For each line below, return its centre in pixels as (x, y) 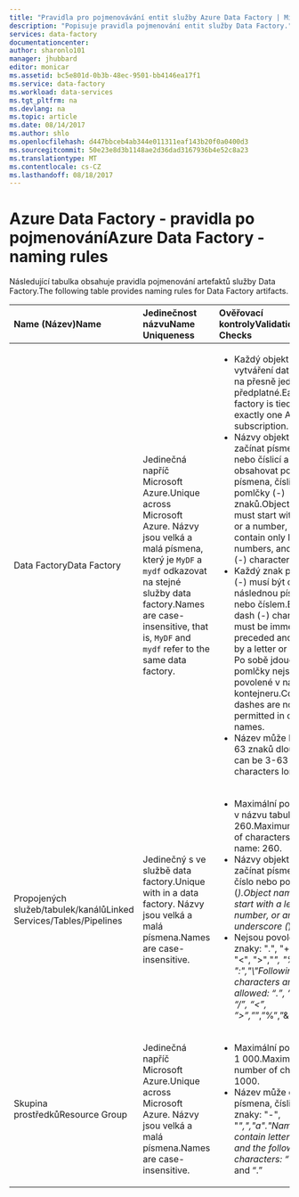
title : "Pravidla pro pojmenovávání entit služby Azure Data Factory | (145, 17)
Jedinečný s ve (174, 859)
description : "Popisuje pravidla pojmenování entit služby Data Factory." (151, 26)
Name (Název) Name (58, 324)
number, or (257, 915)
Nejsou (249, 938)
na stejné (162, 582)
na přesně (255, 381)
